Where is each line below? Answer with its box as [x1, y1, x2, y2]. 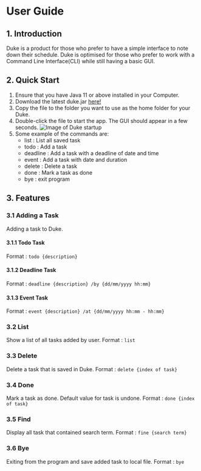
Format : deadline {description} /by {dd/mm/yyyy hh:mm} [6, 280, 151, 287]
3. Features [6, 193, 50, 203]
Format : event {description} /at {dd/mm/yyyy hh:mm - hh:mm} [6, 307, 165, 315]
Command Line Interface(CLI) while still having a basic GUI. [6, 58, 155, 65]
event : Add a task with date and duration [24, 156, 128, 163]
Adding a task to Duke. [6, 225, 64, 232]
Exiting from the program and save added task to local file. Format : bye [6, 458, 185, 465]
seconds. [15, 124, 39, 131]
